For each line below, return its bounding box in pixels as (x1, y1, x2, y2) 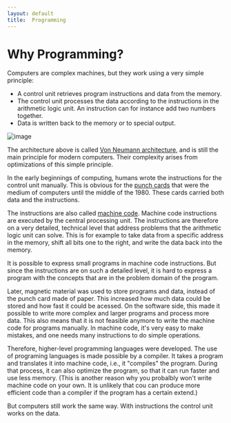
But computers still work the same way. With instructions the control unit (7, 402, 213, 411)
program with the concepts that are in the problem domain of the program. (7, 274, 219, 282)
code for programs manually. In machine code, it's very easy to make (7, 324, 203, 332)
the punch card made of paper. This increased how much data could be (7, 295, 211, 303)
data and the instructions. (7, 196, 80, 204)
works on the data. (7, 409, 61, 417)
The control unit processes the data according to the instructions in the (17, 97, 219, 106)
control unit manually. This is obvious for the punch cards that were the (7, 181, 210, 190)
